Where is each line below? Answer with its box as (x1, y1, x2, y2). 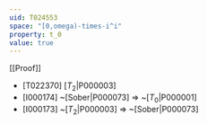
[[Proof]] (9, 63, 42, 74)
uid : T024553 (9, 13, 58, 22)
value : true (9, 38, 54, 48)
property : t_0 (9, 30, 63, 39)
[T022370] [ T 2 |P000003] (22, 80, 116, 93)
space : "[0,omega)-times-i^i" (9, 22, 123, 31)
